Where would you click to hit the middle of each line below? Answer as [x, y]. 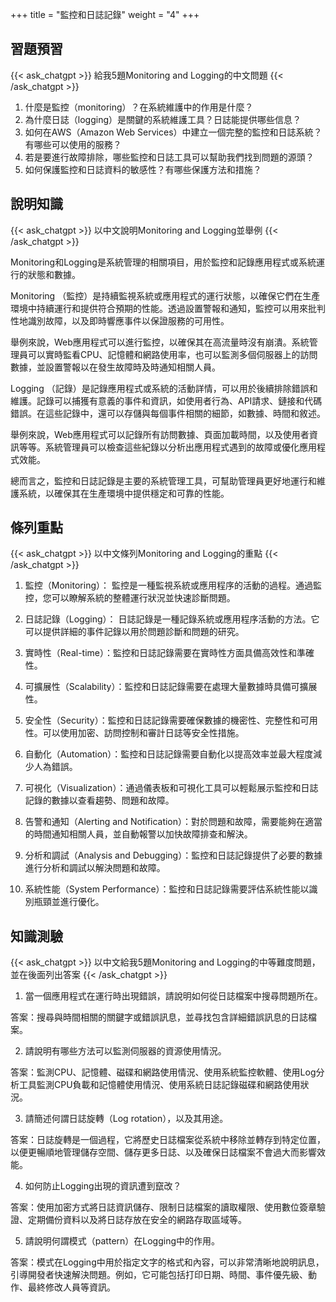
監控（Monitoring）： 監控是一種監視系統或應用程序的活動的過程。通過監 [173, 585]
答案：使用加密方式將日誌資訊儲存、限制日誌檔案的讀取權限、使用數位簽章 [163, 1207]
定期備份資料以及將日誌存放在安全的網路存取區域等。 [137, 1220]
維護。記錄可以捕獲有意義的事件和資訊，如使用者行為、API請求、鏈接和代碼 [166, 400]
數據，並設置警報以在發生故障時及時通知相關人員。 [115, 367]
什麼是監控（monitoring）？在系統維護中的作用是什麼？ [139, 107]
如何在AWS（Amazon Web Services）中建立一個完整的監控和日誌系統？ [173, 132]
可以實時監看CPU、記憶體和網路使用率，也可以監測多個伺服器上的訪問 [172, 354]
